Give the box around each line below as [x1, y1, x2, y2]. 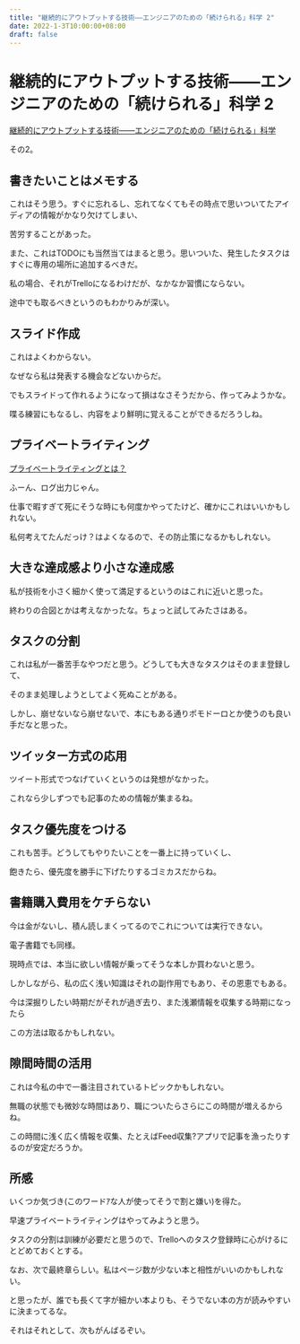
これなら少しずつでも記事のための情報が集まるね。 [9, 793, 198, 804]
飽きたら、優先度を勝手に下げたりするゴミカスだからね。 [9, 867, 221, 877]
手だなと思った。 [9, 720, 73, 730]
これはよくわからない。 [9, 351, 96, 362]
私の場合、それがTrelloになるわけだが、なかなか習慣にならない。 [9, 278, 250, 289]
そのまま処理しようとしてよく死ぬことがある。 [9, 689, 182, 700]
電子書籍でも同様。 [9, 939, 81, 950]
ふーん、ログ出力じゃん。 [9, 482, 104, 493]
